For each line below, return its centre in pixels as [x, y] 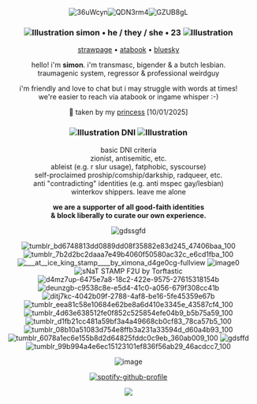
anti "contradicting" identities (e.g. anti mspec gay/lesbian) [128, 183]
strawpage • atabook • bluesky [128, 50]
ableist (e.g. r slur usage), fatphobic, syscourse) [128, 166]
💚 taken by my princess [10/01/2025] [128, 112]
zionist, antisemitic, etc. [128, 158]
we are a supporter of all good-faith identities [128, 207]
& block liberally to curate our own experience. [128, 215]
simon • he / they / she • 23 [128, 32]
